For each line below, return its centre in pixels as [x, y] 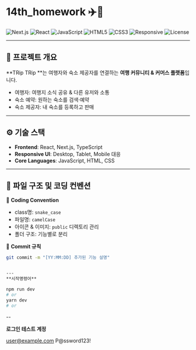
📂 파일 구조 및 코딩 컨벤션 [48, 186]
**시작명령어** [21, 279]
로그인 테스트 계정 [26, 329]
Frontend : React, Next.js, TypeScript [59, 147]
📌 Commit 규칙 [24, 247]
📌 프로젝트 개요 [32, 58]
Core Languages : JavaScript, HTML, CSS [64, 160]
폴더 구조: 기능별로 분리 [41, 234]
